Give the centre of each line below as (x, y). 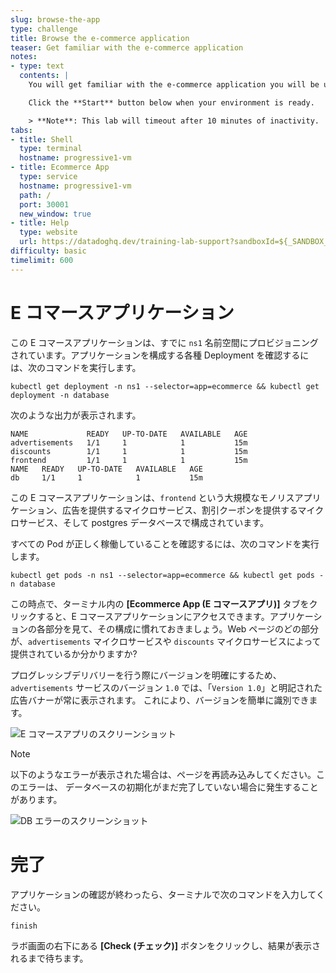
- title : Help (40, 223)
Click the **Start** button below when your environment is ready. (171, 102)
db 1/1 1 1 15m (106, 477)
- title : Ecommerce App (60, 167)
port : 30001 (44, 204)
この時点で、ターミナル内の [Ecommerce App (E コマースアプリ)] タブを (160, 603)
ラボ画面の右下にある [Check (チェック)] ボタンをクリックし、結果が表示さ (166, 945)
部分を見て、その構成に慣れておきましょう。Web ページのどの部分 (182, 628)
